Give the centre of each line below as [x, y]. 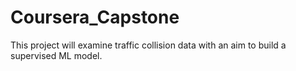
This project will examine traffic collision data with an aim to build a [148, 45]
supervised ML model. [56, 55]
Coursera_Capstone [95, 17]
